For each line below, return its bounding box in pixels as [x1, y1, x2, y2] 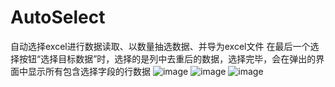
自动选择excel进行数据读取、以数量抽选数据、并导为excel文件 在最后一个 [10, 40, 311, 52]
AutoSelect [10, 6, 106, 29]
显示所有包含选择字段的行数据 [27, 65, 151, 77]
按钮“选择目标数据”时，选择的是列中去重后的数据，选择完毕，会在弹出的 [18, 52, 317, 65]
